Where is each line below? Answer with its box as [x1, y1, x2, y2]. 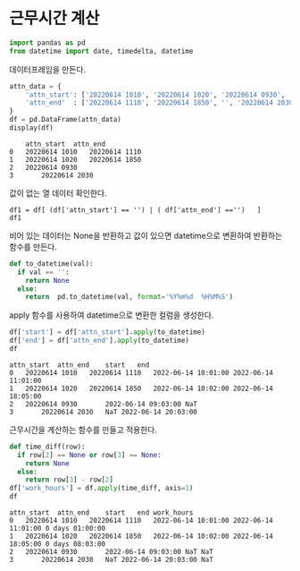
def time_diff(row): [9, 442, 87, 451]
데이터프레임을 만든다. [9, 64, 87, 74]
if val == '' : [17, 268, 70, 277]
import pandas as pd [9, 38, 87, 47]
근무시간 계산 [9, 8, 100, 29]
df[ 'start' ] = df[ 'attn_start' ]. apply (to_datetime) [9, 328, 205, 337]
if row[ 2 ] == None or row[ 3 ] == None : [17, 450, 162, 459]
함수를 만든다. [9, 241, 58, 251]
